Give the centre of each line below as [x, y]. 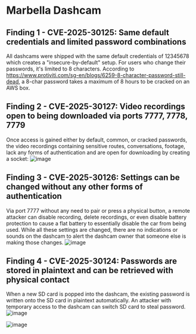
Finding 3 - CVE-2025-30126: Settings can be [93, 178]
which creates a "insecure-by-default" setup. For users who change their [96, 62]
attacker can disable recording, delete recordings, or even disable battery [97, 217]
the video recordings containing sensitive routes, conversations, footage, [96, 146]
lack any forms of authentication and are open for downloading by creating [98, 152]
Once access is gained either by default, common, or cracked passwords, [97, 140]
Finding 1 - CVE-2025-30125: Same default [88, 33]
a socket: [17, 158]
